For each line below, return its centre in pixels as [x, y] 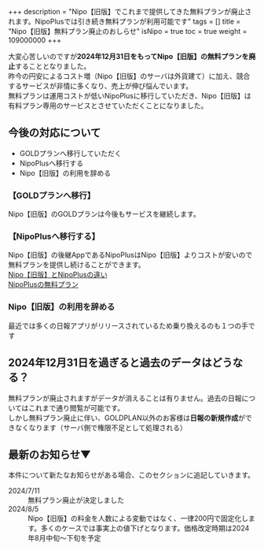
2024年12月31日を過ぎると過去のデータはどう [121, 363]
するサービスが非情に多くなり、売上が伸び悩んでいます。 [101, 86]
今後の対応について [55, 133]
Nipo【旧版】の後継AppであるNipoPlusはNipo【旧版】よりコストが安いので [130, 255]
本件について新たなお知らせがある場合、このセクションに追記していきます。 [132, 475]
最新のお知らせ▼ [50, 454]
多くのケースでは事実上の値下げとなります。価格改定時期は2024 [145, 528]
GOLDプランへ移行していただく [70, 153]
